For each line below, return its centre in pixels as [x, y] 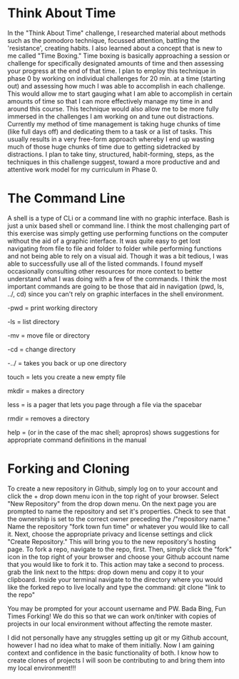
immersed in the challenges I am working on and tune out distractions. [111, 116]
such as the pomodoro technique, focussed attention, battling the [103, 40]
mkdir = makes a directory [46, 391]
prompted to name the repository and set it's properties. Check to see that [117, 511]
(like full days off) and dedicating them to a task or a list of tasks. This [110, 131]
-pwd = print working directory [53, 308]
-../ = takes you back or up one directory [67, 363]
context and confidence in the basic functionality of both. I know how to [113, 653]
